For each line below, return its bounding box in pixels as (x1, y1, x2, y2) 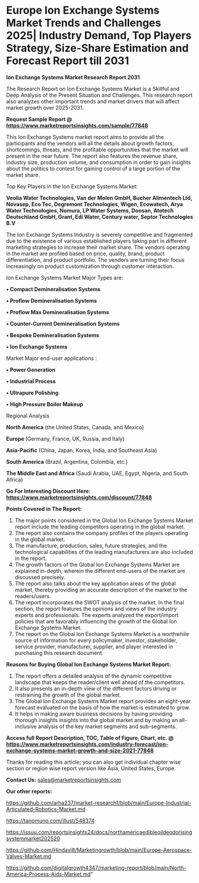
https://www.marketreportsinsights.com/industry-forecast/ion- (6, 740, 169, 748)
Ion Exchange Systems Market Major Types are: (6, 274, 124, 281)
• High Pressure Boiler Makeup (6, 400, 83, 407)
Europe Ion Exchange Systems (6, 4, 160, 17)
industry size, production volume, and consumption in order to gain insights (6, 159, 191, 166)
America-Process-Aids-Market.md (6, 871, 91, 878)
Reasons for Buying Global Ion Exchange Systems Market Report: (6, 660, 171, 668)
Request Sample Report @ (6, 115, 72, 122)
